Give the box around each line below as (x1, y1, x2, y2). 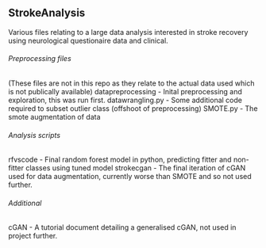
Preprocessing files (8, 54, 71, 63)
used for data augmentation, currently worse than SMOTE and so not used (8, 172, 252, 181)
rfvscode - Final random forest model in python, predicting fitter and (8, 155, 232, 165)
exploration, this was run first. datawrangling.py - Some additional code (8, 95, 242, 105)
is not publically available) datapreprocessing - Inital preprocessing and (8, 87, 242, 97)
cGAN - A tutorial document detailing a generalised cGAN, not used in (8, 223, 237, 232)
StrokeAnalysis (8, 6, 86, 20)
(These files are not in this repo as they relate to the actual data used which (8, 78, 255, 88)
